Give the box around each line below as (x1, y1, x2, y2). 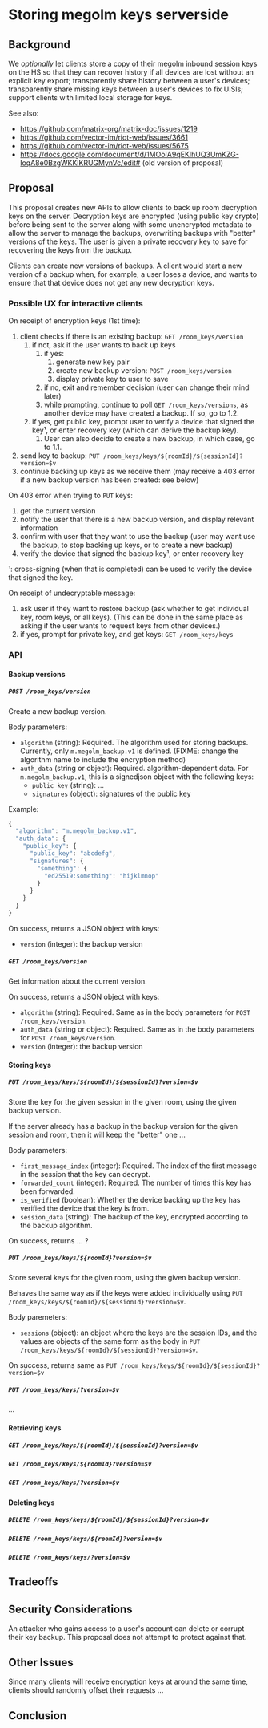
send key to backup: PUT (19, 451, 100, 460)
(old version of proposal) (142, 158, 224, 168)
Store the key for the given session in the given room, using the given (8, 1097, 237, 1106)
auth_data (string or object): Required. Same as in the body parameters (19, 1024, 254, 1034)
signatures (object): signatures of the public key (31, 789, 191, 798)
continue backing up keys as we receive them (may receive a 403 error (19, 467, 255, 477)
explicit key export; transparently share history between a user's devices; (8, 76, 250, 85)
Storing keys (8, 1060, 52, 1069)
